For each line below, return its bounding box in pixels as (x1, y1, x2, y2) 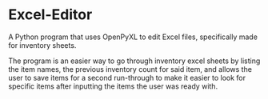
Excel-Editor (8, 6, 93, 24)
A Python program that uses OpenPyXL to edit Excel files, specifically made (8, 32, 258, 42)
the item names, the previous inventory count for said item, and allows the (8, 64, 252, 73)
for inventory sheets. (8, 40, 77, 49)
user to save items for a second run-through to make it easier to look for (8, 73, 246, 82)
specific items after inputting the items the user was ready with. (8, 81, 218, 91)
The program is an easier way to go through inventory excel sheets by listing (8, 56, 261, 65)
